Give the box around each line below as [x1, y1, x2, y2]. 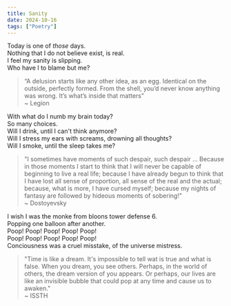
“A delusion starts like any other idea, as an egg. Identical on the [23, 77, 207, 85]
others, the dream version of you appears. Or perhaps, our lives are [23, 269, 216, 278]
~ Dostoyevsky [23, 199, 67, 207]
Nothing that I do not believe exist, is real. [7, 49, 125, 57]
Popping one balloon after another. [7, 220, 106, 228]
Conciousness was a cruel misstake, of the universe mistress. [7, 242, 183, 250]
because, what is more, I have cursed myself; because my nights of [23, 184, 217, 193]
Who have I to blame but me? [7, 63, 90, 72]
